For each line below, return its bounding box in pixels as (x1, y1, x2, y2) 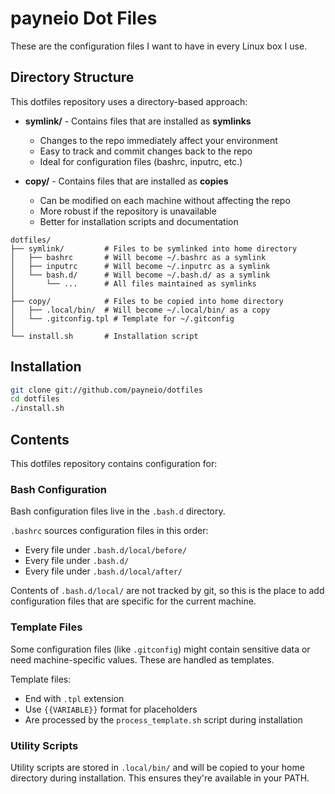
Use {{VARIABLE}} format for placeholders (24, 703, 198, 715)
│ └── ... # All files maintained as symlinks (10, 278, 257, 289)
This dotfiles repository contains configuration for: (10, 458, 218, 469)
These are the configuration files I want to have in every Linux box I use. (10, 40, 308, 52)
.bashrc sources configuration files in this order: (10, 525, 209, 537)
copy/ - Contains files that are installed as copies (24, 175, 229, 187)
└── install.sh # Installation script (10, 331, 199, 341)
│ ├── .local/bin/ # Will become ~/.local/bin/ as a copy (10, 305, 271, 315)
